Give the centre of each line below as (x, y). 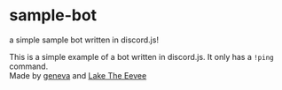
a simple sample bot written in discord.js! (84, 40)
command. (29, 66)
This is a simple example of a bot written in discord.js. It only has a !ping (141, 56)
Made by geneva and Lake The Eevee (78, 75)
